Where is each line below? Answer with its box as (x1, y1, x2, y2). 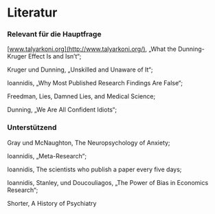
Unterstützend (7, 122, 57, 132)
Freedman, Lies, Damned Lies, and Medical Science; (7, 92, 156, 100)
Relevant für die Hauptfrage (7, 30, 102, 39)
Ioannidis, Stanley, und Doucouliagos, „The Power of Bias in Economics (7, 178, 209, 186)
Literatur (7, 5, 58, 21)
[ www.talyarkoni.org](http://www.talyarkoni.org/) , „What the (7, 45, 177, 53)
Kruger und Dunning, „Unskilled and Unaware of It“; (7, 65, 153, 74)
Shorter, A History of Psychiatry (7, 199, 97, 207)
